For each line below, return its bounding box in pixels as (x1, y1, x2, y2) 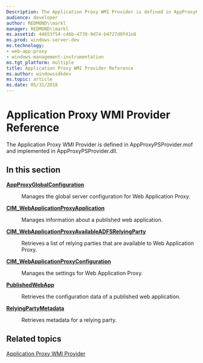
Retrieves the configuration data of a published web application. (21, 293, 181, 300)
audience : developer (6, 15, 59, 21)
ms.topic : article (6, 76, 53, 82)
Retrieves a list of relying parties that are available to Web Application (21, 240, 195, 247)
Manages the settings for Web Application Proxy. (21, 269, 143, 276)
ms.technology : (6, 43, 45, 49)
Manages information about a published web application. (21, 216, 163, 223)
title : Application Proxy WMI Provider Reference (6, 65, 134, 71)
